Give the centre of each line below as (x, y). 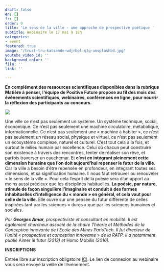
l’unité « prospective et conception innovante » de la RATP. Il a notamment (80, 235)
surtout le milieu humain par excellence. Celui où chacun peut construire (78, 147)
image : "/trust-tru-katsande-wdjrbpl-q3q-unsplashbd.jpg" (65, 50)
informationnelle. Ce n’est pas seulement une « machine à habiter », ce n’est (82, 132)
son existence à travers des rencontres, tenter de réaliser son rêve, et (75, 153)
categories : (17, 37)
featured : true (21, 46)
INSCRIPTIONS (21, 250)
